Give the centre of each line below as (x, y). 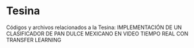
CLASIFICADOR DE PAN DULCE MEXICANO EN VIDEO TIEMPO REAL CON (97, 33)
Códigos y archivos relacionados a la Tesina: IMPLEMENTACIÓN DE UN (94, 27)
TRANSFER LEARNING (34, 40)
